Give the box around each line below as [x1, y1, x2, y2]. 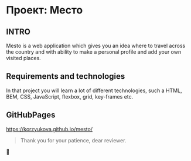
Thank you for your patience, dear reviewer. [20, 136, 127, 143]
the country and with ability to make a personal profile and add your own [6, 48, 182, 55]
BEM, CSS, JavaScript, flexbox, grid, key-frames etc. [6, 93, 134, 100]
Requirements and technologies [6, 71, 125, 82]
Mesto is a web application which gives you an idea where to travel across [6, 42, 186, 49]
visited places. [6, 55, 41, 61]
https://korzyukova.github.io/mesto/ [6, 125, 93, 132]
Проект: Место [6, 3, 83, 17]
